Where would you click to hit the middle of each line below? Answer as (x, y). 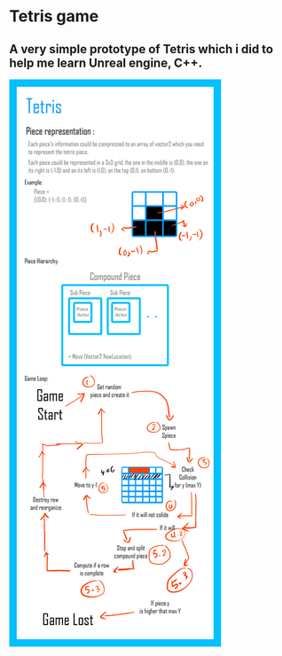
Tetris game (54, 16)
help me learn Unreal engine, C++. (106, 62)
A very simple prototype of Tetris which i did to (141, 49)
